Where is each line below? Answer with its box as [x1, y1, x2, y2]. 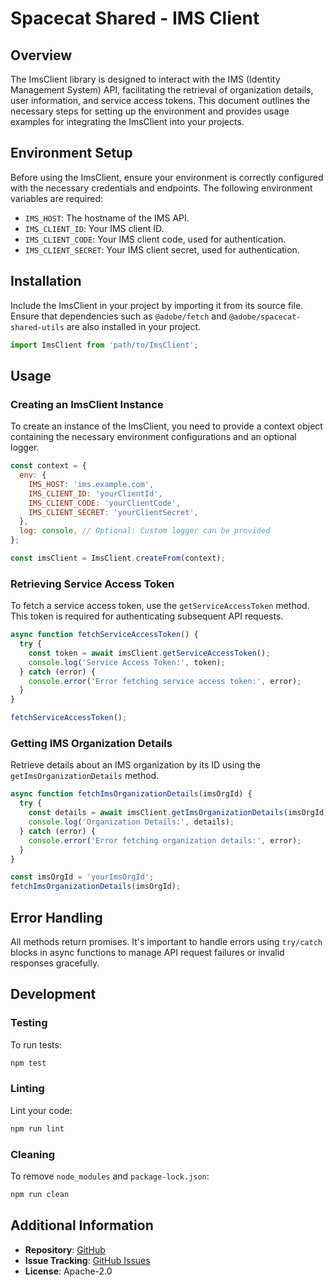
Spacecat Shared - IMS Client [10, 7, 260, 30]
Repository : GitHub [24, 1243, 106, 1256]
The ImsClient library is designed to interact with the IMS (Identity [10, 73, 281, 85]
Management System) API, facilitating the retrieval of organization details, [10, 84, 314, 96]
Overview [10, 47, 73, 64]
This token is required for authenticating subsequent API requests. [10, 610, 284, 622]
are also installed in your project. [66, 320, 202, 332]
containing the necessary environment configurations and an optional [10, 431, 297, 443]
